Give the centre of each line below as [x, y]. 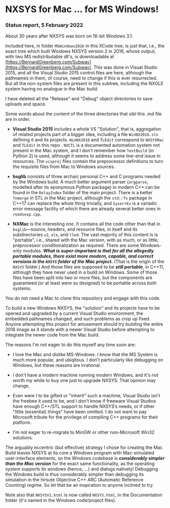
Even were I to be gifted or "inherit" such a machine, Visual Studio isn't [86, 396]
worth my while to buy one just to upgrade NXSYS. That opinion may [84, 380]
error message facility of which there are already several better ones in [87, 209]
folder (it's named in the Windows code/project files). [61, 500]
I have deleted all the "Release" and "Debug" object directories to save [79, 99]
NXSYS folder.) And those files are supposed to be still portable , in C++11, [88, 267]
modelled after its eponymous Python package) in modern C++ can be [86, 187]
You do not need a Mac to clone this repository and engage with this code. [83, 298]
